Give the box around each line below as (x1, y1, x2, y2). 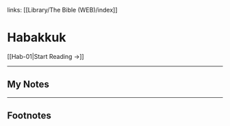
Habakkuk (7, 30, 66, 45)
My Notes (7, 79, 50, 90)
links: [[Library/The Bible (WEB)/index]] (7, 6, 118, 14)
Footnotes (7, 110, 51, 122)
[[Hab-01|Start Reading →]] (7, 52, 84, 60)
